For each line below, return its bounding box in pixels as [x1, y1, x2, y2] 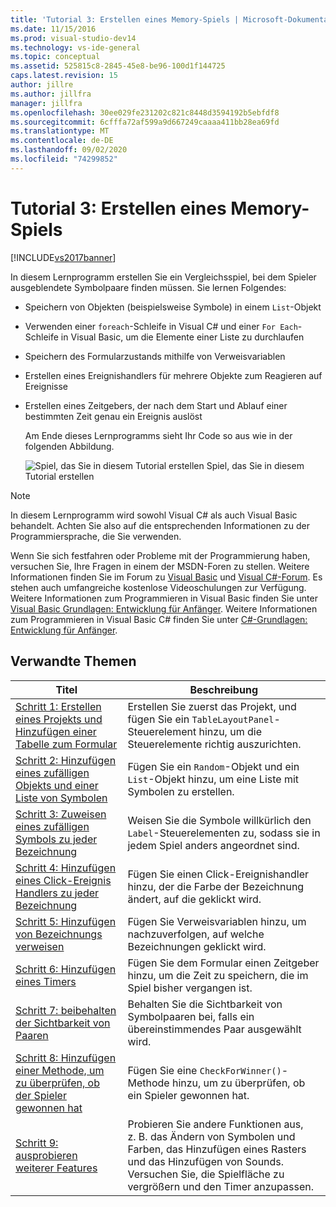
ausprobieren [15, 1148, 78, 1162]
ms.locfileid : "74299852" [10, 154, 118, 164]
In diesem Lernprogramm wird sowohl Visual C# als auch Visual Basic [10, 509, 298, 521]
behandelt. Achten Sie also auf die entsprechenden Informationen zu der [10, 519, 311, 531]
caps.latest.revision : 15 [10, 71, 118, 81]
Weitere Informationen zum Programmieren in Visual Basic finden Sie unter [10, 592, 318, 604]
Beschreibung [189, 682, 258, 696]
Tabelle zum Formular [15, 737, 118, 751]
